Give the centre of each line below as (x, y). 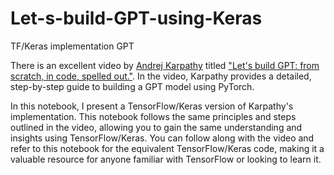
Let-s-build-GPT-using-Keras (136, 18)
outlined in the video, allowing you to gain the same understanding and (156, 127)
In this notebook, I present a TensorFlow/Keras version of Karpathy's (152, 106)
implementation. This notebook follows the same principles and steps (153, 116)
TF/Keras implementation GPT (72, 46)
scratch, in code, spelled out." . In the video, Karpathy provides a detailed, (161, 76)
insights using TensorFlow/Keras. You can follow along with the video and (162, 138)
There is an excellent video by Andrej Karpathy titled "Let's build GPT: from (165, 65)
